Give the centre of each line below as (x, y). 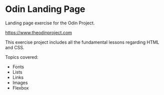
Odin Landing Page (45, 9)
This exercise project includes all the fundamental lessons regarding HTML (82, 42)
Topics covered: (22, 57)
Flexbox (20, 88)
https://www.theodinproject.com (39, 32)
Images (20, 83)
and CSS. (15, 47)
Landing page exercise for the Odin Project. (50, 23)
